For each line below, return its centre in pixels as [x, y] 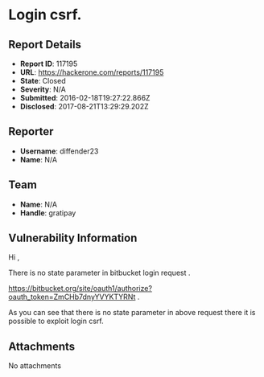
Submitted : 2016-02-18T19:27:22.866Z [85, 98]
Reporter [31, 131]
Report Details [45, 45]
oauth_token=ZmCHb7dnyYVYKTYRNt [72, 297]
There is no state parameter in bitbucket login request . [99, 273]
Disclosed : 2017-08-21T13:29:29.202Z [84, 107]
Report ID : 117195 [49, 64]
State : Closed [43, 81]
